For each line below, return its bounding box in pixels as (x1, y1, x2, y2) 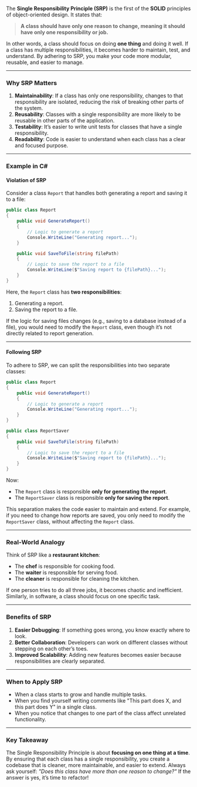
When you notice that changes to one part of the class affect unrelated (14, 709, 186, 717)
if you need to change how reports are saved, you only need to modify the (6, 512, 185, 519)
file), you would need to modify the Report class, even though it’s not (6, 323, 172, 331)
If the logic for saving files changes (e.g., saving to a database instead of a (6, 317, 186, 324)
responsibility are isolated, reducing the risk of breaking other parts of (14, 98, 184, 105)
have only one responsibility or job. (20, 29, 108, 36)
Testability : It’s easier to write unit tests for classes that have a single (14, 123, 182, 131)
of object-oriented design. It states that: (6, 11, 103, 18)
